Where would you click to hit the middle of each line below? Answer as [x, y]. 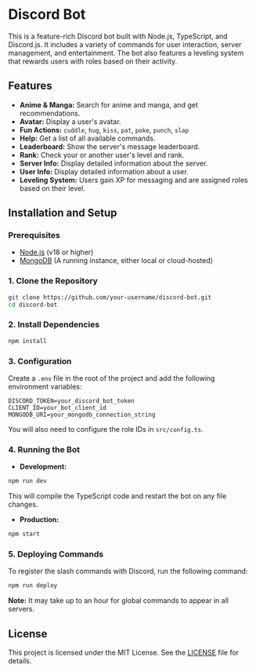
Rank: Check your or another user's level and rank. [102, 155]
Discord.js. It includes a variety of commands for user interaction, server [125, 44]
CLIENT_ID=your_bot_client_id [58, 407]
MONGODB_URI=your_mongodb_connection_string [82, 415]
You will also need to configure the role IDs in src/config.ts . [106, 429]
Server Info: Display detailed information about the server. [114, 163]
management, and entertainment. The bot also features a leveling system [126, 53]
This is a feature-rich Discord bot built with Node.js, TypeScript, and [118, 36]
